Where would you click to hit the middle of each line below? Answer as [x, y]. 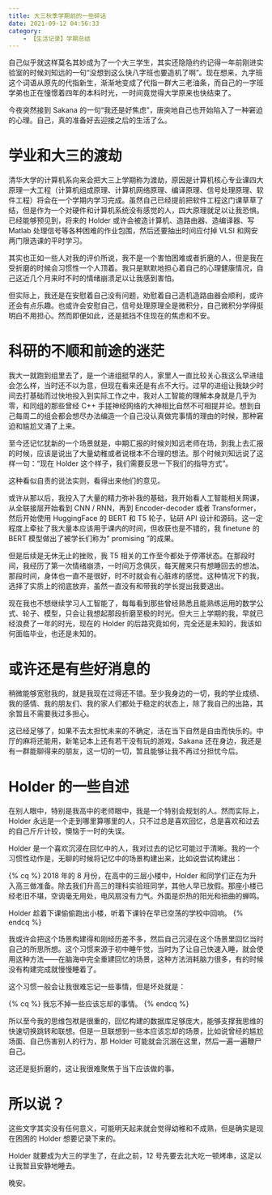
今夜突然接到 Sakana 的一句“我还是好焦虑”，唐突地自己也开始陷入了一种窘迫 [136, 110]
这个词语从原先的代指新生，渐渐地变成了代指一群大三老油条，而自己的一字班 [136, 83]
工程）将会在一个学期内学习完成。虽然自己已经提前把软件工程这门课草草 [136, 200]
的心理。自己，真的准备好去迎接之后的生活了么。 [90, 120]
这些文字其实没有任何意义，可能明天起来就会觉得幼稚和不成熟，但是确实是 [132, 1128]
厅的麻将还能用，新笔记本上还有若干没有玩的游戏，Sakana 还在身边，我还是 [135, 741]
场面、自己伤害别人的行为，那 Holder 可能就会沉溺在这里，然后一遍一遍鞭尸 [135, 1041]
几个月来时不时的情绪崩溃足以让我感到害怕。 [104, 278]
